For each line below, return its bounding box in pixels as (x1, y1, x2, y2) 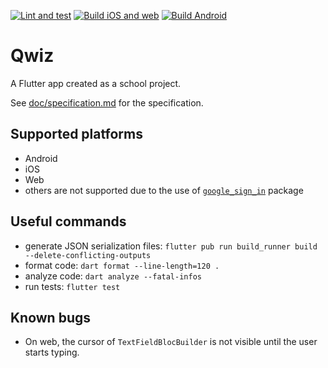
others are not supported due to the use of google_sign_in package (24, 184, 304, 196)
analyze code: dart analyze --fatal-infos (24, 270, 202, 282)
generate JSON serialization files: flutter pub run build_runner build (24, 240, 318, 252)
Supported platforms (10, 126, 143, 143)
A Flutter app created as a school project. (10, 77, 182, 89)
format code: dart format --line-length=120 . (24, 259, 220, 271)
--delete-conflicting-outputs (24, 250, 152, 260)
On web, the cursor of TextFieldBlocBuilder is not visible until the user (24, 336, 318, 348)
